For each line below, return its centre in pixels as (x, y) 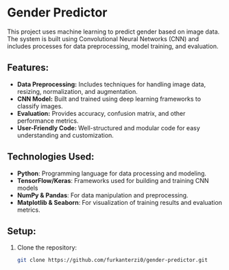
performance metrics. (48, 121)
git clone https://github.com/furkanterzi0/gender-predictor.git (112, 260)
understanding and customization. (65, 135)
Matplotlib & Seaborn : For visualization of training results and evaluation (120, 202)
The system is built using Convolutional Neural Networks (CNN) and (103, 38)
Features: (28, 67)
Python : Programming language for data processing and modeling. (112, 173)
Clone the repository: (47, 247)
